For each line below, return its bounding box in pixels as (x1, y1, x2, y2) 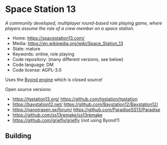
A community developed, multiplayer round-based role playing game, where (5, 20, 163, 26)
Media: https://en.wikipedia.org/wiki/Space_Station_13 (12, 40, 124, 46)
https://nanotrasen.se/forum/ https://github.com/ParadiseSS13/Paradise (12, 106, 161, 112)
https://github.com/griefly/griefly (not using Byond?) (12, 117, 120, 123)
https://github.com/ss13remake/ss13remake (12, 111, 103, 118)
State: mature (12, 45, 41, 51)
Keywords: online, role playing (12, 51, 75, 57)
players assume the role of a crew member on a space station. (5, 25, 135, 31)
